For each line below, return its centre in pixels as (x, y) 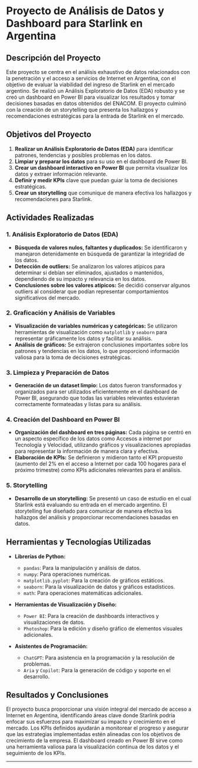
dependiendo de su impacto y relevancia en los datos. (80, 278)
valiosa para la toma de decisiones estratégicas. (73, 357)
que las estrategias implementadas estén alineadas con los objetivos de (93, 734)
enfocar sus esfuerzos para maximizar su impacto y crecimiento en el (91, 722)
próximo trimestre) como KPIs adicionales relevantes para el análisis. (98, 470)
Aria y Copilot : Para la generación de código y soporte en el (97, 670)
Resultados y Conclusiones (57, 695)
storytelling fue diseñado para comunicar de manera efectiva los (93, 511)
